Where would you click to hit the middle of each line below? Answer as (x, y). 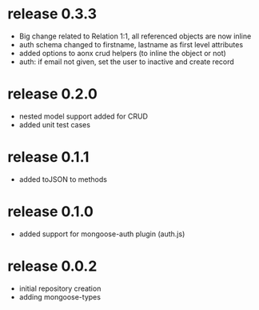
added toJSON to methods (63, 179)
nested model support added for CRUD (84, 116)
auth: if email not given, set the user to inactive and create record (127, 62)
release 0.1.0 (50, 211)
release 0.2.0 (52, 94)
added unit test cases (55, 124)
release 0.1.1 (48, 157)
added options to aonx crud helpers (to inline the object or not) (123, 53)
